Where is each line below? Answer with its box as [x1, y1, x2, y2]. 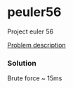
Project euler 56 [7, 27, 54, 36]
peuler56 [7, 4, 62, 20]
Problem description [7, 41, 66, 49]
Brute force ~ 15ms [7, 74, 62, 82]
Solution [7, 58, 37, 68]
